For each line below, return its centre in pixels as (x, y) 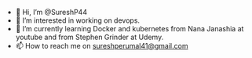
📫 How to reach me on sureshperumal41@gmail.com (102, 46)
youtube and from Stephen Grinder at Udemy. (89, 37)
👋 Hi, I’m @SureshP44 (51, 12)
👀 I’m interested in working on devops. (77, 20)
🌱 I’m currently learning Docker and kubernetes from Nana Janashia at (130, 29)
